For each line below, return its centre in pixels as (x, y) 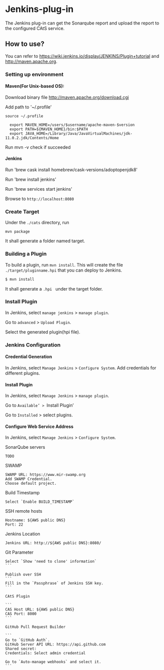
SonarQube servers (25, 447)
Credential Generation (29, 357)
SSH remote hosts (24, 511)
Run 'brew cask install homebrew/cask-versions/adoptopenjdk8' (72, 170)
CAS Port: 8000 (21, 614)
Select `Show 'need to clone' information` (51, 562)
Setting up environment (34, 74)
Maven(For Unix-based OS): (35, 86)
